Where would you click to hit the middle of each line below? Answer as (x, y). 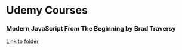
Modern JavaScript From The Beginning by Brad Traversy (91, 29)
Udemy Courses (47, 10)
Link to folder (22, 41)
